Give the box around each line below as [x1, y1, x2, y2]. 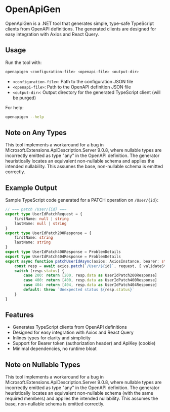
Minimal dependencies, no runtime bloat [12, 345, 97, 352]
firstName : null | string [14, 216, 69, 221]
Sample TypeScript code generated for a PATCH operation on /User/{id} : [5, 197, 159, 203]
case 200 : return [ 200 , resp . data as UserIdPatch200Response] [23, 273, 157, 278]
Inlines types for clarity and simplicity [12, 335, 91, 341]
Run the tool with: [5, 59, 42, 66]
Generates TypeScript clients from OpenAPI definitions [12, 324, 127, 330]
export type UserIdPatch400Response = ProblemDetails [5, 249, 121, 255]
